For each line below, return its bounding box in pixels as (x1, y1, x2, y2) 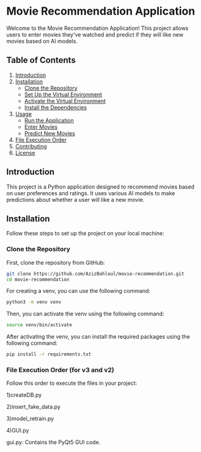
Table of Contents (6, 55, 76, 65)
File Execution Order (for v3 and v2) (6, 365, 115, 374)
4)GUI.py (6, 427, 29, 434)
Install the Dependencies (24, 104, 87, 111)
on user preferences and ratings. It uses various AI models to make (6, 189, 175, 196)
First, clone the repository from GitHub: (6, 259, 105, 266)
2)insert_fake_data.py (6, 403, 61, 411)
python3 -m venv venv (6, 299, 62, 306)
